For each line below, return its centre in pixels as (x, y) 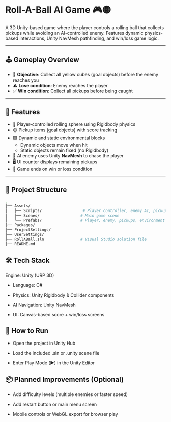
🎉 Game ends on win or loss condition (52, 169)
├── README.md (20, 244)
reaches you (26, 80)
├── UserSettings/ (25, 234)
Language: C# (27, 285)
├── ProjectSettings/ (28, 230)
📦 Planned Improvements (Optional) (64, 379)
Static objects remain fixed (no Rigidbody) (64, 150)
